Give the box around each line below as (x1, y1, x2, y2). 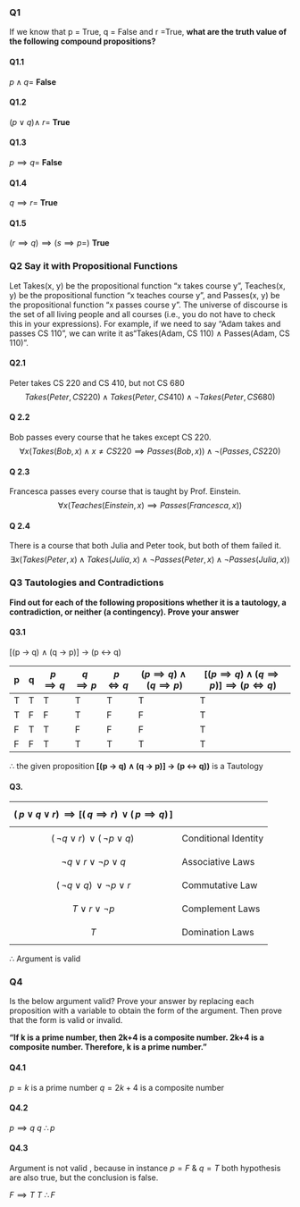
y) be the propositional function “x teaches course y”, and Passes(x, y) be (9, 289, 280, 300)
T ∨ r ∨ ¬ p (71, 902, 115, 915)
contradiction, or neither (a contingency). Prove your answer (9, 606, 239, 617)
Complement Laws (181, 902, 261, 915)
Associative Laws (181, 856, 255, 868)
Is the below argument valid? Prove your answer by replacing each (9, 996, 254, 1007)
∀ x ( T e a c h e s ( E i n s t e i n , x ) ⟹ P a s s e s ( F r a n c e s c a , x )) (57, 500, 243, 511)
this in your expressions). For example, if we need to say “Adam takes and (9, 318, 281, 329)
